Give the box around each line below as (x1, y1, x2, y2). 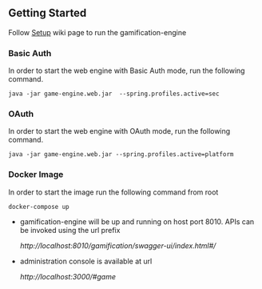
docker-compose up (8, 203, 69, 211)
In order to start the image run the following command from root (8, 187, 219, 197)
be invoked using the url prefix (19, 225, 121, 235)
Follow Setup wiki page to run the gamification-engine (8, 27, 187, 37)
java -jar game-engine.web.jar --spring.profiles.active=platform (8, 151, 234, 159)
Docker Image (8, 169, 64, 180)
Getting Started (8, 6, 87, 20)
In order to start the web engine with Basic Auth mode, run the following (8, 66, 245, 75)
